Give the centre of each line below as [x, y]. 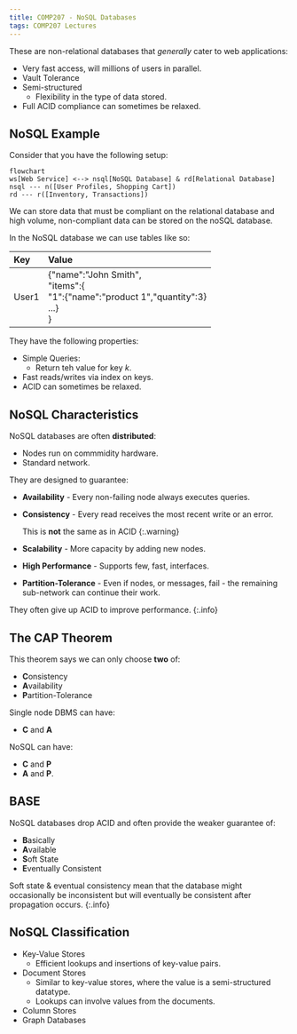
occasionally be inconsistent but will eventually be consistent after [130, 895]
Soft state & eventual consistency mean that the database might [126, 886]
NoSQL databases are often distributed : [83, 436]
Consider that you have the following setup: [89, 155]
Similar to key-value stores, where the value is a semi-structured [153, 982]
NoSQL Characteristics [74, 414]
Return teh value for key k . [83, 368]
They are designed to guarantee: [69, 480]
